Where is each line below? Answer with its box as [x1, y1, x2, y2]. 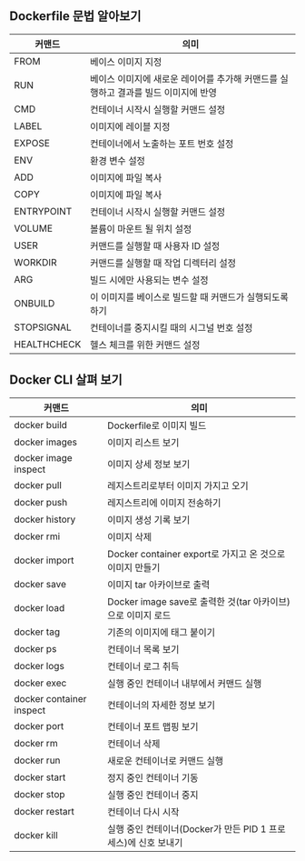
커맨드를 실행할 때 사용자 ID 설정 [89, 239, 221, 252]
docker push [14, 496, 68, 508]
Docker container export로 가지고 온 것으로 [107, 547, 286, 560]
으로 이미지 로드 [107, 608, 172, 621]
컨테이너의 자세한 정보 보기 [107, 698, 216, 711]
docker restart [14, 805, 74, 817]
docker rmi [14, 530, 61, 543]
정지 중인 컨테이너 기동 [107, 771, 199, 784]
